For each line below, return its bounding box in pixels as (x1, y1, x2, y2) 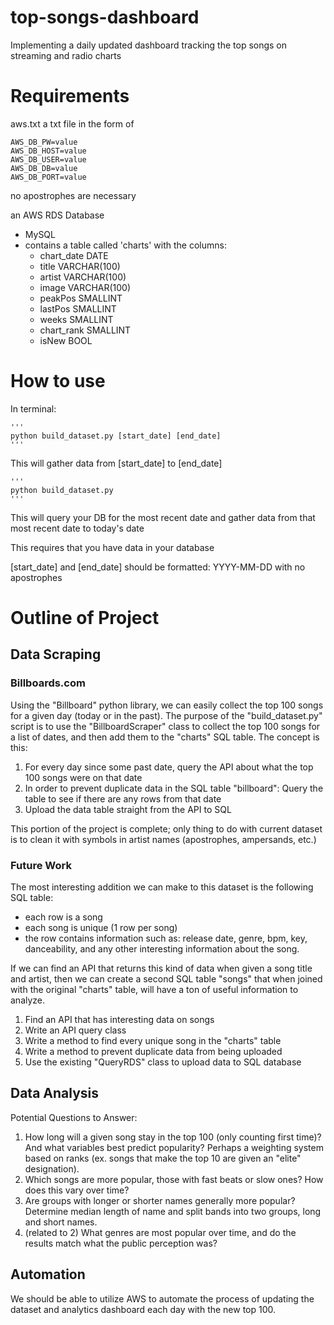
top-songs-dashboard (10, 6, 200, 29)
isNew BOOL (39, 334, 93, 346)
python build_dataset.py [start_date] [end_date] (10, 431, 222, 441)
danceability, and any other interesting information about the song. (24, 942, 300, 955)
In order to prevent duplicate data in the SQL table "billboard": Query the (24, 782, 324, 794)
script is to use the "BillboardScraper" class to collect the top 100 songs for (10, 720, 321, 732)
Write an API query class (24, 1024, 127, 1036)
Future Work (10, 858, 72, 872)
